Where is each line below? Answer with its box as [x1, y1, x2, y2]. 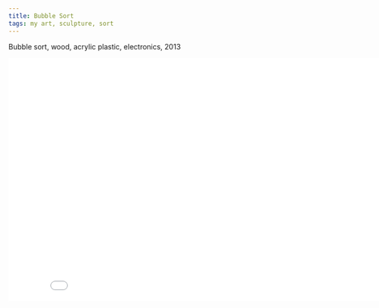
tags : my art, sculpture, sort [8, 19, 114, 28]
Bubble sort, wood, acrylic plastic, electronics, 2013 [8, 41, 181, 51]
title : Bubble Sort [8, 11, 75, 20]
